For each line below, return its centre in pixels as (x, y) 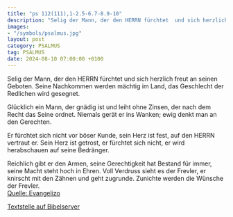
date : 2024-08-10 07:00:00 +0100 (55, 59)
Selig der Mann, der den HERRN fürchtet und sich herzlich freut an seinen (112, 79)
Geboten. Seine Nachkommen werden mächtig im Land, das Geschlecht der (115, 86)
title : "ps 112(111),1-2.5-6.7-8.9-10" (65, 14)
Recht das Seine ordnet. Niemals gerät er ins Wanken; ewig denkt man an (112, 114)
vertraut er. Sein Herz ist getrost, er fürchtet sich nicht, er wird (96, 143)
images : (18, 26)
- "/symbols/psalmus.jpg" (44, 33)
